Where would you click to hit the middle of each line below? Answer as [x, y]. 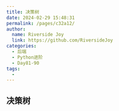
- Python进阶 [27, 57]
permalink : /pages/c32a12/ [41, 23]
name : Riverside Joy [38, 35]
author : [16, 29]
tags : [13, 69]
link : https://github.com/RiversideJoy [63, 40]
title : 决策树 [23, 12]
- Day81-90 [26, 63]
